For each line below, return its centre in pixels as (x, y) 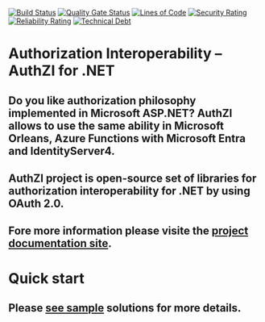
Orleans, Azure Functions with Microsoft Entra (127, 138)
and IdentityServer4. (62, 151)
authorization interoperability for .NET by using (130, 191)
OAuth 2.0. (36, 203)
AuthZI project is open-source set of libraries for (132, 178)
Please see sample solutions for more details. (125, 308)
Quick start (46, 278)
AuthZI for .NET (62, 71)
